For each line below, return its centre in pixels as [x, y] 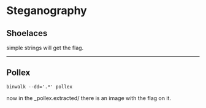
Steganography [47, 11]
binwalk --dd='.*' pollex [39, 87]
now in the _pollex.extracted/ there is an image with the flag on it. [89, 98]
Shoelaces [27, 33]
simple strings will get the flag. [45, 48]
